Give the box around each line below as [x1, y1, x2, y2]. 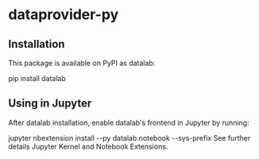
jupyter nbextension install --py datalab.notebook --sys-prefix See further [8, 133, 251, 142]
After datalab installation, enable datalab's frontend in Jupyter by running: [8, 118, 249, 127]
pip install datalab [8, 74, 66, 83]
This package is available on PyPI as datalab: [8, 58, 156, 68]
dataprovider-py [8, 6, 119, 24]
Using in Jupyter [8, 97, 92, 111]
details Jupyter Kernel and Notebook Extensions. [8, 142, 168, 151]
